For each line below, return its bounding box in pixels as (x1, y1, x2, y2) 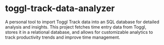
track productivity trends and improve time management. (5, 34, 120, 40)
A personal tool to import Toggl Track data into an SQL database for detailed (5, 19, 160, 25)
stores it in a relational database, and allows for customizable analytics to (5, 29, 153, 35)
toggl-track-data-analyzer (5, 3, 115, 14)
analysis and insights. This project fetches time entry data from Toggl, (5, 24, 146, 30)
